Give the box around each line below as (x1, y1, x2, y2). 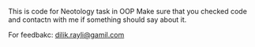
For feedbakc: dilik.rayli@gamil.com (8, 31, 125, 39)
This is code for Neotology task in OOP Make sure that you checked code (8, 7, 247, 16)
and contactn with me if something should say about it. (8, 15, 187, 24)
